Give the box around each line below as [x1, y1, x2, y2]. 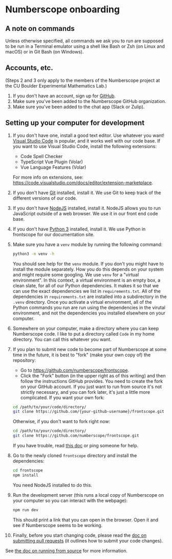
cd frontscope [12, 468, 43, 473]
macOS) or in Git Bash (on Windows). [5, 49, 84, 55]
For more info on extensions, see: [12, 174, 83, 180]
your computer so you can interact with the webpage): [12, 497, 128, 503]
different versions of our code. [12, 195, 77, 201]
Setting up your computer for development [5, 118, 145, 127]
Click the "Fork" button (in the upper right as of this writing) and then [20, 372, 166, 379]
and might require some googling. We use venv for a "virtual [12, 271, 139, 277]
